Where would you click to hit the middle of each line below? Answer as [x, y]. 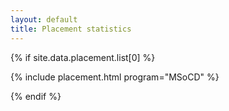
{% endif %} [36, 96]
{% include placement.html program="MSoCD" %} [115, 77]
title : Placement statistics [71, 29]
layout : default [44, 19]
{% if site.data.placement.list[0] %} [83, 57]
